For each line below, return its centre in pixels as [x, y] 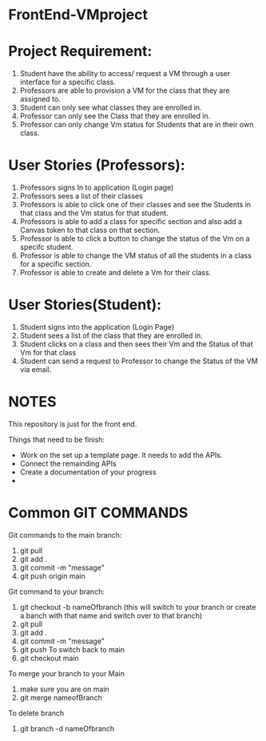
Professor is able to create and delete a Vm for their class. [115, 273]
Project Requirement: [80, 52]
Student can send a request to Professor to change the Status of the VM [139, 361]
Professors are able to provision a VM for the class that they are [125, 90]
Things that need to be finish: [57, 439]
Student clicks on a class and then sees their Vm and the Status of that [136, 344]
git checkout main [50, 658]
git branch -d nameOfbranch [67, 728]
